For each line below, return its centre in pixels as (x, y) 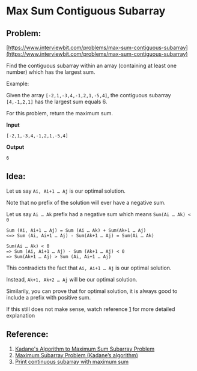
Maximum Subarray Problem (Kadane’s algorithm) (76, 355)
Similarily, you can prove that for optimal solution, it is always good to (92, 291)
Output (15, 147)
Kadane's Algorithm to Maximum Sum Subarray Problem (85, 349)
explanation (21, 315)
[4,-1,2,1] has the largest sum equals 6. (57, 101)
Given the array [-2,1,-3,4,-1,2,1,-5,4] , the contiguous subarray (89, 95)
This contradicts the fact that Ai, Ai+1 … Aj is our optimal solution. (89, 268)
